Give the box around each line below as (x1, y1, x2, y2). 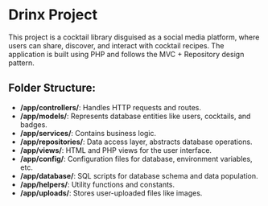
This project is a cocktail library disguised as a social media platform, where (8, 32, 260, 42)
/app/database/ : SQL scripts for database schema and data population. (19, 171, 259, 180)
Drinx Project (8, 6, 98, 24)
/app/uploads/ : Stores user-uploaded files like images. (19, 187, 203, 198)
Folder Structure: (8, 81, 97, 95)
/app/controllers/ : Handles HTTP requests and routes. (19, 102, 202, 112)
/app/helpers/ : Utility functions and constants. (19, 179, 175, 189)
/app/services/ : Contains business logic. (19, 128, 157, 138)
